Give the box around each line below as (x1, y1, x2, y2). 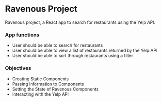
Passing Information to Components (12, 81, 84, 87)
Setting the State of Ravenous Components (12, 86, 98, 92)
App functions (5, 31, 40, 38)
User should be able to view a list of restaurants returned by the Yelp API (12, 47, 158, 54)
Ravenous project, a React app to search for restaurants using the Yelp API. (5, 19, 156, 25)
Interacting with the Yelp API (12, 91, 69, 97)
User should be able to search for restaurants (12, 43, 103, 48)
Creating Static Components (12, 76, 69, 82)
